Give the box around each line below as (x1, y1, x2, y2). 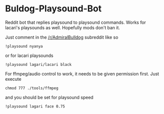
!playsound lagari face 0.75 (5, 104, 65, 109)
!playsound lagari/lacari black (5, 62, 72, 67)
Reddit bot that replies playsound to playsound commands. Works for (5, 19, 146, 25)
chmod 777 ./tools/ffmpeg (5, 85, 58, 91)
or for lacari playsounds (5, 53, 53, 58)
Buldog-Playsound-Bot (5, 3, 102, 14)
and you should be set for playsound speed (5, 94, 94, 100)
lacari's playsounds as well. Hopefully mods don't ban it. (5, 24, 120, 30)
